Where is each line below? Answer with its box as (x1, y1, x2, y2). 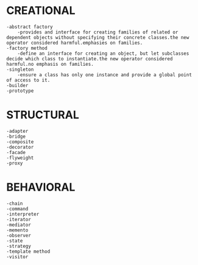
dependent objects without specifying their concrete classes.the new (6, 34, 189, 40)
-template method (6, 248, 51, 255)
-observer (6, 232, 32, 238)
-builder (6, 82, 29, 88)
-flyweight (6, 155, 34, 161)
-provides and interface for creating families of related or (17, 29, 179, 35)
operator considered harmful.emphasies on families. (6, 40, 143, 46)
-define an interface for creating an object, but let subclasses (17, 50, 189, 57)
